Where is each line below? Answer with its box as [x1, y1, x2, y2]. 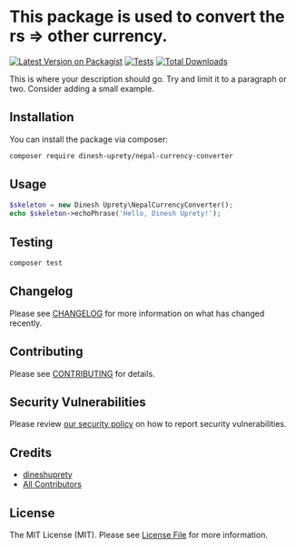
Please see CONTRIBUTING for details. [9, 368, 156, 379]
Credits [9, 444, 53, 461]
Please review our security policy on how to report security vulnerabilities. [9, 419, 287, 430]
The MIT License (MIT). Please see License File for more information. [9, 529, 268, 540]
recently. [9, 317, 43, 329]
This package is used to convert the [9, 6, 285, 27]
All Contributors [22, 479, 82, 490]
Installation [9, 109, 74, 125]
